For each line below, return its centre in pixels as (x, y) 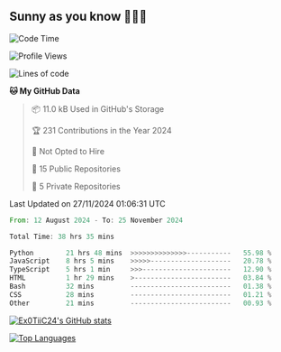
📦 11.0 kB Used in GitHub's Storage (98, 108)
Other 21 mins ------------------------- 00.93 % (140, 303)
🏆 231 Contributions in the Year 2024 (102, 130)
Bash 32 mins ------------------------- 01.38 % (140, 287)
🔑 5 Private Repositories (76, 186)
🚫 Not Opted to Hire (68, 151)
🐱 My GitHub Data (45, 90)
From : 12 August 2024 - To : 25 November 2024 (96, 220)
